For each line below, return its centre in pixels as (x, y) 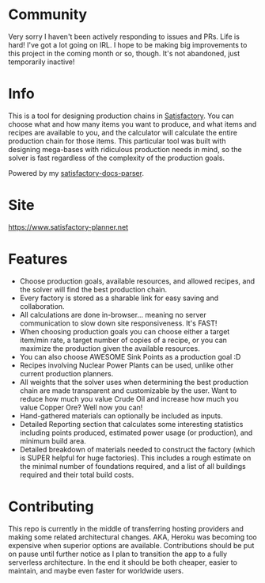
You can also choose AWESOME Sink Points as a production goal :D (130, 356)
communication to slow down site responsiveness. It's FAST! (118, 323)
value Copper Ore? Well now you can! (81, 407)
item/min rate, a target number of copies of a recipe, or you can (123, 340)
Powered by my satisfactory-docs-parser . (76, 173)
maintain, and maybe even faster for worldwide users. (96, 570)
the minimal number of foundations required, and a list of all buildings (133, 466)
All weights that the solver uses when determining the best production (134, 382)
